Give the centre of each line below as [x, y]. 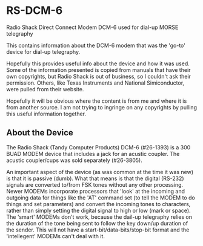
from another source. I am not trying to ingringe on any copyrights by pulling [101, 107]
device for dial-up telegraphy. [43, 51]
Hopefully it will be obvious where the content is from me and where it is [97, 101]
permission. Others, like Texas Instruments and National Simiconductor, [95, 83]
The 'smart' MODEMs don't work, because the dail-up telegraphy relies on [99, 217]
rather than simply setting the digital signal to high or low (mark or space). [98, 210]
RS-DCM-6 [35, 11]
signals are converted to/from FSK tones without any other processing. [95, 184]
